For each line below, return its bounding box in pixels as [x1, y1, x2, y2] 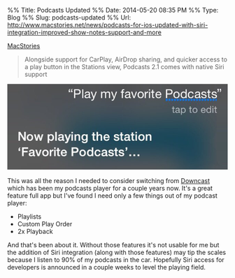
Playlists [17, 212, 42, 221]
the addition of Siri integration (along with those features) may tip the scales [7, 248, 226, 257]
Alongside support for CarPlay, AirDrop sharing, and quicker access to [24, 55, 227, 64]
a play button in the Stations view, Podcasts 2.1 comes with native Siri [24, 63, 225, 71]
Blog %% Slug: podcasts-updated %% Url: [7, 13, 131, 22]
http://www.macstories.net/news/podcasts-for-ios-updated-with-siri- [7, 21, 208, 29]
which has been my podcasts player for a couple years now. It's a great [7, 184, 213, 193]
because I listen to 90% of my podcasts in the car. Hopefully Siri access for [7, 256, 225, 264]
